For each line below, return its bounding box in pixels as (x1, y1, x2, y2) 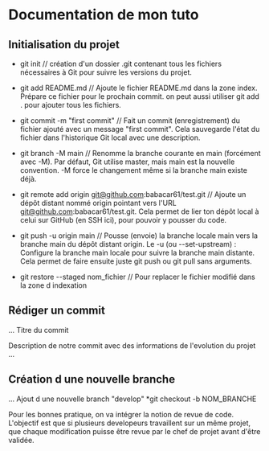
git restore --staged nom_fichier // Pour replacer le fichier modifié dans (19, 272, 255, 281)
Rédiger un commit (8, 304, 106, 318)
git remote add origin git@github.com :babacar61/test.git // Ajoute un (19, 190, 247, 199)
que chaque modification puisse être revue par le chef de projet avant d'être (8, 426, 261, 436)
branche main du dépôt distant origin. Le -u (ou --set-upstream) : (19, 240, 237, 248)
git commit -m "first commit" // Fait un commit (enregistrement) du (19, 116, 241, 125)
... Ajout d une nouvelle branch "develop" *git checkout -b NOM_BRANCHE (8, 394, 257, 404)
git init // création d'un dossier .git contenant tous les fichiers (19, 59, 222, 68)
